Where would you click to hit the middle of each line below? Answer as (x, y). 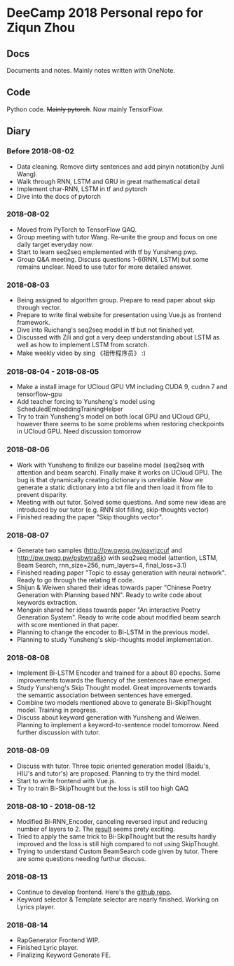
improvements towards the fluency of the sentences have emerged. (115, 680)
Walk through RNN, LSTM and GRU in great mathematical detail (108, 181)
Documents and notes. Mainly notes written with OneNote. (91, 70)
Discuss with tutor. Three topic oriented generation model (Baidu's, (113, 766)
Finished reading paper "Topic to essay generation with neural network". (121, 573)
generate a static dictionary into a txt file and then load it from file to (115, 487)
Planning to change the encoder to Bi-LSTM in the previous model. (113, 632)
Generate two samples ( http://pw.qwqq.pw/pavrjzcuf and (99, 550)
